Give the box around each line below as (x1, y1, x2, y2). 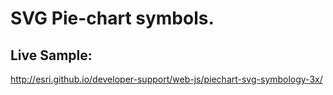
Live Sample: (10, 47, 93, 64)
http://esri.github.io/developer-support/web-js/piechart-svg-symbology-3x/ (10, 73, 323, 85)
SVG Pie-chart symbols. (10, 7, 215, 30)
